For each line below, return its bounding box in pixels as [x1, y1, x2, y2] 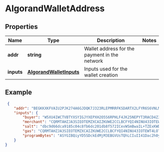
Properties [5, 23, 38, 31]
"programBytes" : [22, 133, 56, 138]
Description [97, 37, 125, 44]
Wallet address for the [84, 45, 135, 52]
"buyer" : [22, 115, 41, 120]
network [84, 57, 103, 64]
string [27, 51, 41, 58]
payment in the [84, 51, 119, 58]
